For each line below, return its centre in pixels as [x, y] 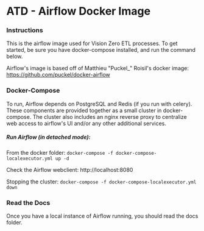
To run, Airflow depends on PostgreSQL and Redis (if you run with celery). [99, 104]
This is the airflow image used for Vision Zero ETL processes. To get [92, 43]
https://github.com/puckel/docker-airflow [58, 75]
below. [15, 57]
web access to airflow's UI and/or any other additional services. [86, 123]
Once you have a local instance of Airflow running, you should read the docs [102, 216]
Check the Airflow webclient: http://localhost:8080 [70, 169]
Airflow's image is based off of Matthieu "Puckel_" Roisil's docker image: [98, 68]
